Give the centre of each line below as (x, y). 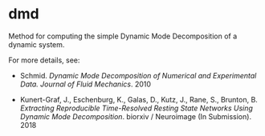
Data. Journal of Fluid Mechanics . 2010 (85, 84)
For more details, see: (44, 60)
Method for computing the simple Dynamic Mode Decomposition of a (123, 36)
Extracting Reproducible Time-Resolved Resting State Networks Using (136, 108)
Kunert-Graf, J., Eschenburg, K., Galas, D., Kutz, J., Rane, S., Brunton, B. (139, 99)
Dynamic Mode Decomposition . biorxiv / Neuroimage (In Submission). (135, 116)
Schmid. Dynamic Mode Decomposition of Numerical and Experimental (138, 75)
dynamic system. (37, 44)
